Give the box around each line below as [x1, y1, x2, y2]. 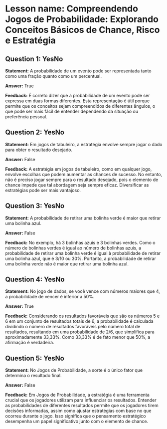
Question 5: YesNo [5, 354, 65, 362]
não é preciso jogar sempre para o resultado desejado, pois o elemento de [5, 177, 159, 183]
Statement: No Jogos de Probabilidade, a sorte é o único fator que [5, 367, 143, 373]
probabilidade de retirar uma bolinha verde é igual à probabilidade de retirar [5, 250, 161, 256]
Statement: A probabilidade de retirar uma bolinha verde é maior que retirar [5, 215, 161, 221]
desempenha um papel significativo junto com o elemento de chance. [5, 419, 149, 425]
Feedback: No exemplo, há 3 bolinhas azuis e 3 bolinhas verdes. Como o [5, 239, 156, 245]
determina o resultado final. [5, 373, 62, 379]
